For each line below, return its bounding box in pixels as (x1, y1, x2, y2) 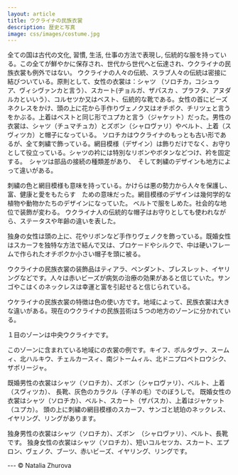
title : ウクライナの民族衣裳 (7, 17, 83, 24)
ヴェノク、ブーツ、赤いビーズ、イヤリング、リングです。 (26, 447, 191, 456)
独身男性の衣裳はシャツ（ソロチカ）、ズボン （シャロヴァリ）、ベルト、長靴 (7, 429, 229, 438)
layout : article (7, 10, 55, 18)
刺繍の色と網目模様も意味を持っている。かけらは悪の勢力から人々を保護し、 (7, 181, 232, 190)
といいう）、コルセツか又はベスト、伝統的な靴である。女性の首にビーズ (19, 95, 228, 104)
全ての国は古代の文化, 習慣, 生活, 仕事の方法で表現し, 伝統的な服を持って (7, 50, 221, 59)
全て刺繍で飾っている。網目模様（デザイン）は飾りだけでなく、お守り (26, 139, 232, 148)
